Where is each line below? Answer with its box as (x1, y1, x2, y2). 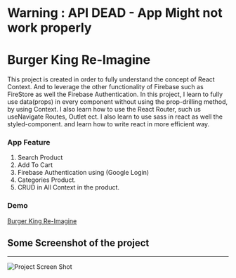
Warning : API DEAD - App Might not (7, 5, 223, 21)
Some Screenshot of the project (7, 237, 150, 249)
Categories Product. (17, 176, 76, 184)
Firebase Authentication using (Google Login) (17, 168, 150, 177)
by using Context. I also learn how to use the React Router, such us (7, 105, 202, 114)
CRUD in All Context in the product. (17, 183, 120, 192)
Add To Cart (17, 161, 53, 169)
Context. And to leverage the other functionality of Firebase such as (7, 83, 204, 91)
